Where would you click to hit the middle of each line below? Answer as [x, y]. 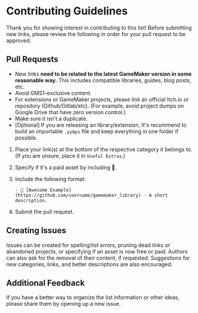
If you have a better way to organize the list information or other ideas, [93, 297]
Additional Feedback [45, 283]
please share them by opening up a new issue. [63, 304]
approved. [19, 40]
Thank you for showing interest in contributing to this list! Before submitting [99, 28]
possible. [26, 138]
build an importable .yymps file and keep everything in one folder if [97, 131]
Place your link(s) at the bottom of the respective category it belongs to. [103, 149]
